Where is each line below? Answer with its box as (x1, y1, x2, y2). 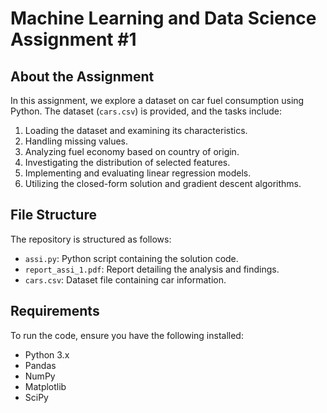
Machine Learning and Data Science (10, 7, 317, 30)
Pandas (24, 359, 57, 371)
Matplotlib (24, 380, 67, 392)
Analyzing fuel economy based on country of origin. (24, 146, 240, 157)
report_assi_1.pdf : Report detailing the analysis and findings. (24, 263, 280, 275)
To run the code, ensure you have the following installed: (10, 329, 244, 341)
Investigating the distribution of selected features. (24, 157, 231, 168)
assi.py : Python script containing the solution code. (24, 252, 239, 264)
